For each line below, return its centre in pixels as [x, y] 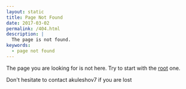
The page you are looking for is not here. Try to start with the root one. [93, 68]
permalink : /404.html [33, 29]
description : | [25, 34]
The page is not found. [41, 40]
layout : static [25, 12]
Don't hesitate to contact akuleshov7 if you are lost [69, 79]
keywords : [19, 46]
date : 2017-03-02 [28, 23]
